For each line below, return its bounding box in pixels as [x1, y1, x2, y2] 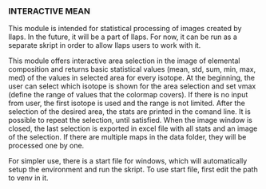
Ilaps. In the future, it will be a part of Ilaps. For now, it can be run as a [8, 32, 238, 41]
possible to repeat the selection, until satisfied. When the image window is [8, 116, 253, 125]
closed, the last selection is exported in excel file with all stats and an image [8, 124, 258, 133]
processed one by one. [8, 141, 85, 151]
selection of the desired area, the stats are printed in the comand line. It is [8, 107, 252, 116]
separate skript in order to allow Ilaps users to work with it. [8, 41, 201, 50]
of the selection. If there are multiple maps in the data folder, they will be [8, 132, 247, 142]
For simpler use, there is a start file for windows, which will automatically [8, 156, 248, 166]
